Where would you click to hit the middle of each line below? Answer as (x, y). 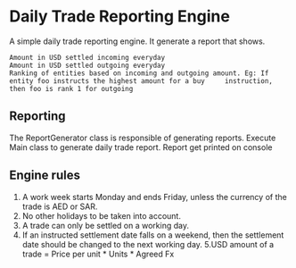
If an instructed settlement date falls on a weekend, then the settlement (153, 235)
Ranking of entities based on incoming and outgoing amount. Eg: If (139, 73)
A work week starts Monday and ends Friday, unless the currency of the (154, 197)
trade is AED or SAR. (60, 206)
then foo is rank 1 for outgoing (71, 88)
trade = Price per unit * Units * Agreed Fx (98, 254)
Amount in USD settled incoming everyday (87, 57)
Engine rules (45, 176)
